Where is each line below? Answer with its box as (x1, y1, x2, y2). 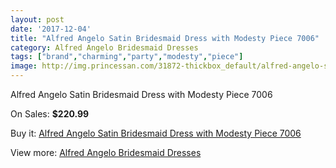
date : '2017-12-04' (10, 24, 92, 34)
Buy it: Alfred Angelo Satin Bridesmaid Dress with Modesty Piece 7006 (10, 127, 302, 139)
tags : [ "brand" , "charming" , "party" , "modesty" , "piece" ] (10, 52, 244, 62)
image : (10, 61, 38, 71)
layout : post (10, 14, 65, 25)
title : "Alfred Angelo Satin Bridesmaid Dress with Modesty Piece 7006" (10, 33, 320, 43)
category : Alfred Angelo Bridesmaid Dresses (10, 42, 199, 53)
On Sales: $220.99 (10, 108, 90, 120)
